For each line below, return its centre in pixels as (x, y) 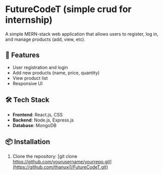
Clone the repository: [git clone (45, 156)
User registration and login (40, 67)
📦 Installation (28, 141)
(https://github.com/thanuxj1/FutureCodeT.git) (60, 167)
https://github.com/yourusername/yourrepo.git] (62, 162)
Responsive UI (28, 83)
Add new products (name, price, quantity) (56, 73)
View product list (30, 78)
